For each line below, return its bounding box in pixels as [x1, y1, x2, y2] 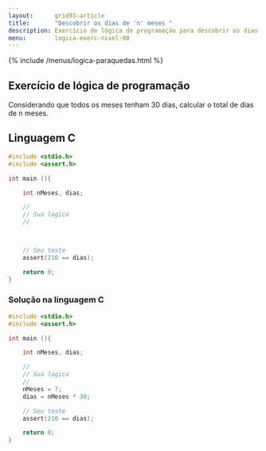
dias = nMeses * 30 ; [22, 392, 91, 401]
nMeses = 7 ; [22, 385, 62, 393]
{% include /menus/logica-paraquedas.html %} [8, 56, 164, 65]
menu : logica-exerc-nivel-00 [8, 33, 130, 42]
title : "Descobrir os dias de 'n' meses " [8, 19, 173, 27]
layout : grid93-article [8, 11, 105, 20]
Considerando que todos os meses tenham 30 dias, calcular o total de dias [8, 100, 254, 110]
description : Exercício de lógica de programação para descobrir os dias [8, 26, 259, 34]
